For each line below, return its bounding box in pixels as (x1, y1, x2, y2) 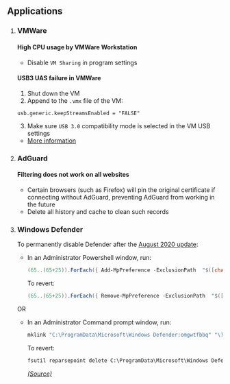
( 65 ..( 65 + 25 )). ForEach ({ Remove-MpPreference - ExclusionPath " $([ (27, 293, 224, 300)
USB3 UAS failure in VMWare (16, 74, 101, 82)
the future (27, 200, 56, 208)
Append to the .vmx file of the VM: (27, 96, 123, 105)
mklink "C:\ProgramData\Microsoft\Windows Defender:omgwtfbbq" (27, 331, 212, 338)
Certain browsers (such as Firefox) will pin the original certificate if (27, 185, 216, 194)
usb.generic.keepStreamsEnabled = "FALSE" (16, 110, 140, 117)
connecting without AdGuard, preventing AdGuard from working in (27, 193, 215, 201)
